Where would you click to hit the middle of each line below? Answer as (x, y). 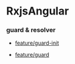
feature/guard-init (37, 43)
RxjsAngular (37, 11)
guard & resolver (31, 30)
